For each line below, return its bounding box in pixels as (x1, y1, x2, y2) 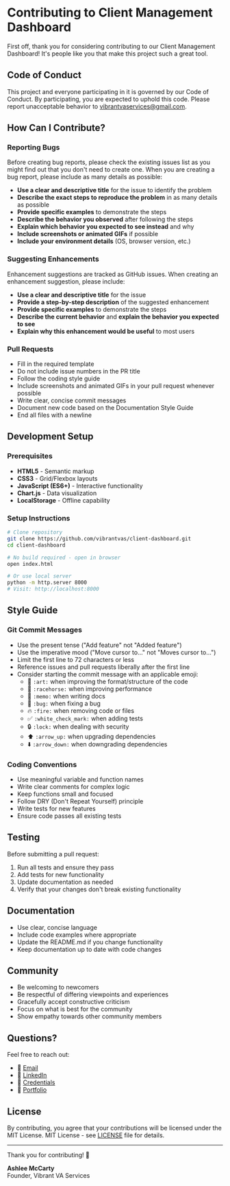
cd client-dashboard (7, 541, 66, 549)
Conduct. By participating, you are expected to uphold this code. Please (7, 95, 210, 103)
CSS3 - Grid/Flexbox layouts (16, 474, 98, 482)
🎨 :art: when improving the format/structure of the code (27, 677, 188, 685)
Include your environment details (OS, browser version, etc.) (16, 237, 191, 245)
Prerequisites (7, 451, 53, 461)
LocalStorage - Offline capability (16, 496, 111, 504)
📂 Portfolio (16, 1086, 47, 1094)
